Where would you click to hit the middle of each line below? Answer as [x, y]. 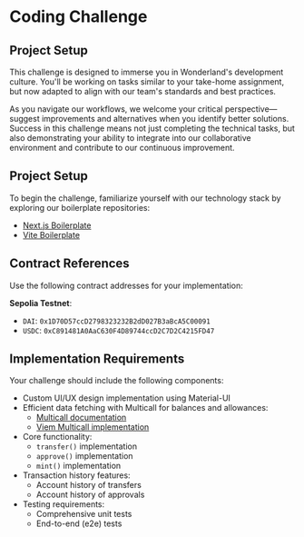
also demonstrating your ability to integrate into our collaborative [130, 138]
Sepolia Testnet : [41, 303]
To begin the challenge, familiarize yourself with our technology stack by [145, 198]
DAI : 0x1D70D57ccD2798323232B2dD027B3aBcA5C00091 [116, 321]
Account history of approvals [90, 495]
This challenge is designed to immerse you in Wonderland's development [147, 72]
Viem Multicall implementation [93, 427]
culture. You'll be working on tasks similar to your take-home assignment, [147, 82]
